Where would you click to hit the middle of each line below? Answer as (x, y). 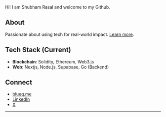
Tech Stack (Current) (38, 50)
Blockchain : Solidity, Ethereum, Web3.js (53, 61)
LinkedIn (21, 99)
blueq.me (22, 94)
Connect (19, 82)
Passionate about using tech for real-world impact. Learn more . (70, 34)
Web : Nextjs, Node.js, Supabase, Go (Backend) (61, 67)
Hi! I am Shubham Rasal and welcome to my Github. (58, 7)
